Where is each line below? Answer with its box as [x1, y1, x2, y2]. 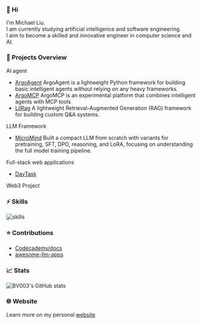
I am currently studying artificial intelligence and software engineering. [6, 25, 182, 33]
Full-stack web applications [6, 158, 75, 166]
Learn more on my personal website [6, 311, 96, 318]
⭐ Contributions [6, 228, 54, 237]
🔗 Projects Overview [6, 54, 67, 62]
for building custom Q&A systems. [14, 111, 100, 118]
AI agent [6, 67, 27, 74]
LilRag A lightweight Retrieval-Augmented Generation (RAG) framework [14, 104, 192, 111]
